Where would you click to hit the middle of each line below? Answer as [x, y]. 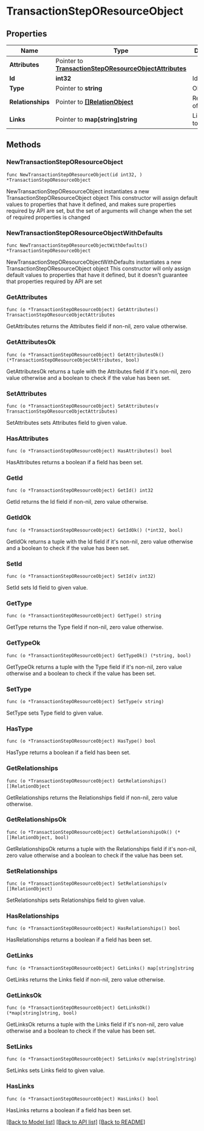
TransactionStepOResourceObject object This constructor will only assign [99, 268]
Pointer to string [79, 88]
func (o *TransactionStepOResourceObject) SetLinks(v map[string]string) [102, 1059]
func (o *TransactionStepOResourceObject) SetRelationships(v [87, 884]
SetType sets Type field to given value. [55, 713]
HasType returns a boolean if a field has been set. [69, 752]
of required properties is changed [48, 217]
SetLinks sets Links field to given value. [56, 1070]
